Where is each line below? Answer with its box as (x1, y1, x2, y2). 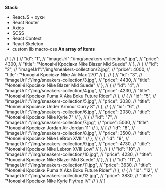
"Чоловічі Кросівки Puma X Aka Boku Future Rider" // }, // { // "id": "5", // (5, 93, 156, 99)
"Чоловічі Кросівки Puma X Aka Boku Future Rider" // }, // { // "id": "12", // (5, 167, 158, 173)
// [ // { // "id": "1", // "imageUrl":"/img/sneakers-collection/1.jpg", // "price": (5, 56, 160, 62)
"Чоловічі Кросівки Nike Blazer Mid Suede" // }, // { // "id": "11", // (5, 157, 141, 162)
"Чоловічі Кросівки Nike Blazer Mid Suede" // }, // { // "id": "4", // (5, 82, 140, 88)
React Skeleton (12, 41, 44, 47)
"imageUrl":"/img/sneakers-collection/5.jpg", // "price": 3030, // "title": (5, 98, 151, 104)
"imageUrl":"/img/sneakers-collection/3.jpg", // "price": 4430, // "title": (5, 77, 151, 83)
